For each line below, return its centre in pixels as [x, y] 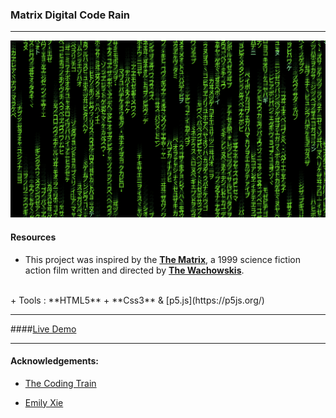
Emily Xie [44, 402]
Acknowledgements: [55, 361]
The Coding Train [60, 383]
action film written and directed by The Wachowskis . [134, 270]
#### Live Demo [43, 329]
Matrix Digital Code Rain [70, 15]
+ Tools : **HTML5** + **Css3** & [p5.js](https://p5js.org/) [137, 300]
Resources [33, 237]
